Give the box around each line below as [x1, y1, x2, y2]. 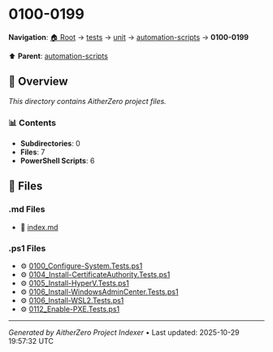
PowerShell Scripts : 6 [19, 156, 95, 166]
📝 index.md [19, 222, 58, 232]
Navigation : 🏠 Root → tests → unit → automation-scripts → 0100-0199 [8, 32, 249, 41]
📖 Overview [8, 75, 68, 89]
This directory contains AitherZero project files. [8, 96, 167, 106]
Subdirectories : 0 [19, 139, 81, 149]
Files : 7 [19, 147, 45, 157]
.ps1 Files [8, 242, 46, 254]
